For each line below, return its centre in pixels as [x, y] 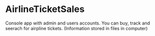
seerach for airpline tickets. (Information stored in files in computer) [76, 28]
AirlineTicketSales [45, 9]
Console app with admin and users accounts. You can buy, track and [78, 23]
